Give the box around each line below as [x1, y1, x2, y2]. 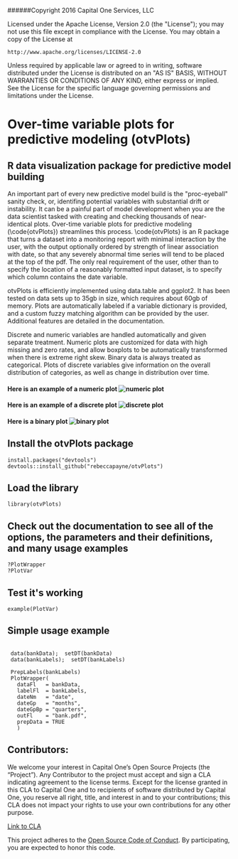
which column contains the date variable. [7, 273, 128, 281]
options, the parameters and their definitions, [7, 531, 213, 543]
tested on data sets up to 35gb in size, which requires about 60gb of [7, 294, 208, 302]
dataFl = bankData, [16, 681, 81, 688]
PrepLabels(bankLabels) [10, 668, 81, 676]
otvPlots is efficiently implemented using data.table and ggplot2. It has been [7, 287, 230, 294]
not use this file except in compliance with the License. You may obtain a [7, 28, 220, 36]
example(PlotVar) [7, 606, 59, 613]
